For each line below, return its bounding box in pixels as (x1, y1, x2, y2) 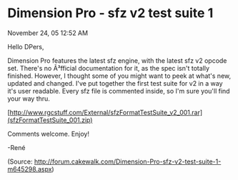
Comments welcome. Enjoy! (7, 129, 89, 138)
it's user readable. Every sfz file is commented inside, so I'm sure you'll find (7, 86, 230, 95)
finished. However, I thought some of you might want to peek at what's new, (7, 71, 232, 80)
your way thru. (7, 94, 50, 103)
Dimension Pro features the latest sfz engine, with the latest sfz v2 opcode (7, 56, 227, 65)
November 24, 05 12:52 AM (7, 29, 88, 37)
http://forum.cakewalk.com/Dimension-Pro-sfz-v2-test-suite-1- (34, 157, 222, 166)
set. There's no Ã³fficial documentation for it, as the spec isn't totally (7, 64, 209, 72)
